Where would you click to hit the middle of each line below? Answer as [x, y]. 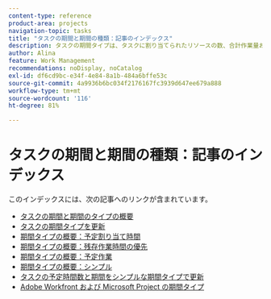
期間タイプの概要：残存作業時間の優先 [83, 247]
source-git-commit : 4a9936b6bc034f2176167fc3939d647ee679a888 [115, 83]
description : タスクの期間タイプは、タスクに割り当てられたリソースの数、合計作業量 [134, 46]
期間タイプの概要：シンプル [66, 267]
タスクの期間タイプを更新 [63, 226]
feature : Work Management [52, 61]
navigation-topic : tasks [50, 31]
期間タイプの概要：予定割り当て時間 [80, 237]
